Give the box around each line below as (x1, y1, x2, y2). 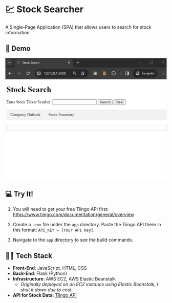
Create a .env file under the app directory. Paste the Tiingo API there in (12, 221, 161, 227)
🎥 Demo (5, 44, 31, 53)
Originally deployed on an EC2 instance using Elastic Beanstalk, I (20, 282, 159, 288)
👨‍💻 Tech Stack (5, 251, 53, 260)
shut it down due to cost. (20, 287, 73, 293)
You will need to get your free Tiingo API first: (12, 206, 109, 212)
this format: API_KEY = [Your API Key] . (12, 227, 95, 233)
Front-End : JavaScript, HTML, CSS (12, 265, 87, 271)
